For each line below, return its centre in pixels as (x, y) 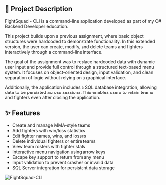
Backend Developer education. (37, 26)
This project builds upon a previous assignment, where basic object (75, 36)
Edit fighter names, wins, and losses (49, 136)
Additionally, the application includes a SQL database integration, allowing (81, 87)
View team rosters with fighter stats (49, 146)
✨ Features (23, 113)
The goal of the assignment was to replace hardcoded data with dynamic (80, 61)
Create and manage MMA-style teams (51, 125)
